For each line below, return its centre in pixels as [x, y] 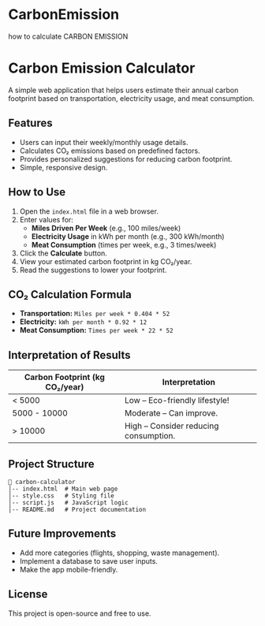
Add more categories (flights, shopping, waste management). [119, 553]
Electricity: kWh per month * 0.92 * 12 [83, 322]
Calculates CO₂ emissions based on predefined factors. [110, 151]
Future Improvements [62, 534]
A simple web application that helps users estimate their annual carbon [123, 90]
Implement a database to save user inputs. [88, 561]
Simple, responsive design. [63, 167]
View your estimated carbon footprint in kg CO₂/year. [106, 261]
